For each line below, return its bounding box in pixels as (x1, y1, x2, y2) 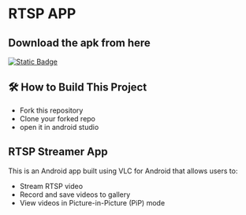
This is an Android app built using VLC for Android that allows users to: (8, 166, 238, 176)
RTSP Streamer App (8, 145, 108, 158)
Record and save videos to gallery (19, 190, 131, 199)
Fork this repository (19, 106, 84, 115)
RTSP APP (8, 5, 76, 23)
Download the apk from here (8, 36, 151, 50)
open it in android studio (19, 122, 99, 132)
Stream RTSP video (19, 181, 84, 191)
